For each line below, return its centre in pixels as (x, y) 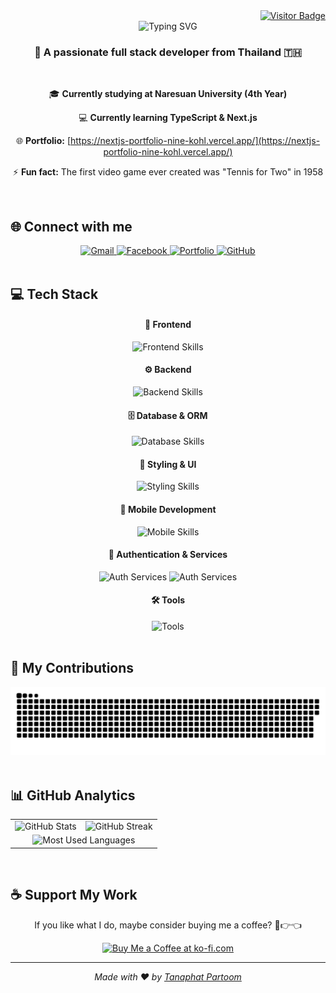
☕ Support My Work (74, 895)
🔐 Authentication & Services (168, 555)
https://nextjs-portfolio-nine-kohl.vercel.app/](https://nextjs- (195, 141)
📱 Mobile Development (168, 509)
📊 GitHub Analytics (73, 795)
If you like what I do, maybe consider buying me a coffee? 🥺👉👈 (168, 925)
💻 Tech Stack (54, 294)
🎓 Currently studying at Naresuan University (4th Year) (168, 94)
